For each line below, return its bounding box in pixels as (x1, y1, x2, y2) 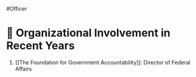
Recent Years (6, 39, 75, 53)
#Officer (6, 5, 27, 12)
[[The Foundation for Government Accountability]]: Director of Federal (15, 58, 191, 66)
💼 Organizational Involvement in (6, 26, 171, 40)
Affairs (15, 65, 32, 72)
